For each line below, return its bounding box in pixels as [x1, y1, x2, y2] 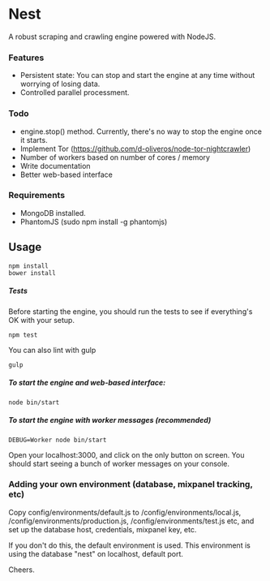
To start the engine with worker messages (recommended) [8, 415, 212, 425]
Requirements [8, 190, 66, 201]
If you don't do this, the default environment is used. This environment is [8, 540, 251, 550]
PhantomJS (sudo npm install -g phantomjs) [19, 217, 168, 226]
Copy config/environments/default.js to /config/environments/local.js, [8, 507, 242, 517]
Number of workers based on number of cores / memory [19, 152, 211, 162]
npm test [8, 330, 38, 339]
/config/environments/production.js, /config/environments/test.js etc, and [8, 516, 255, 526]
